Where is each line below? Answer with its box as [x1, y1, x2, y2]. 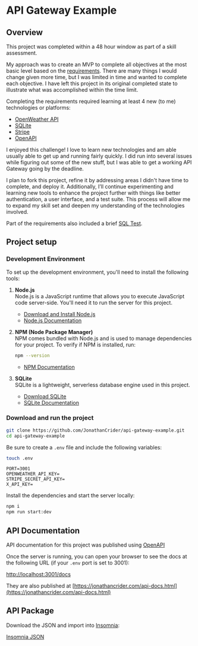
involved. [6, 208, 29, 215]
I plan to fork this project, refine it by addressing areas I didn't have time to [6, 177, 189, 183]
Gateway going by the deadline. [6, 165, 84, 172]
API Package [6, 606, 55, 616]
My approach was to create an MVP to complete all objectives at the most [6, 61, 187, 68]
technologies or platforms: [6, 104, 71, 111]
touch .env [6, 455, 33, 461]
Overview [6, 27, 43, 38]
